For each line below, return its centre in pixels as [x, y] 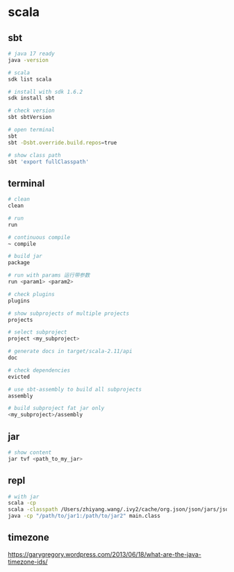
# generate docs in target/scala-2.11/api [70, 352]
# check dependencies [39, 370]
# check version [31, 111]
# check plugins [31, 294]
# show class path [34, 155]
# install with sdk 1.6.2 [45, 92]
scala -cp [22, 503]
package [19, 263]
